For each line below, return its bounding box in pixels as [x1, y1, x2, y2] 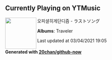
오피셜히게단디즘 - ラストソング [37, 17, 101, 24]
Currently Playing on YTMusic [5, 4, 101, 12]
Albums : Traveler [37, 27, 73, 34]
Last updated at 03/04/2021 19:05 [37, 37, 107, 43]
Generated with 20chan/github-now [5, 49, 82, 55]
